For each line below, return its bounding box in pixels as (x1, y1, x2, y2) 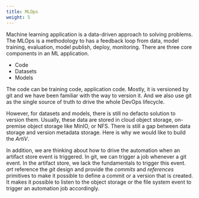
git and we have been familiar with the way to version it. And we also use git (6, 92, 192, 99)
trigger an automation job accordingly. (6, 184, 100, 191)
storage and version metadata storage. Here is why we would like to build (6, 129, 186, 136)
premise (6, 122, 26, 129)
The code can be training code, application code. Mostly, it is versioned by (6, 85, 189, 92)
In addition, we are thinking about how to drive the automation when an (6, 147, 180, 154)
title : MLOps (6, 8, 39, 15)
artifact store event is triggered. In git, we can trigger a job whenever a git (6, 153, 187, 160)
